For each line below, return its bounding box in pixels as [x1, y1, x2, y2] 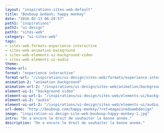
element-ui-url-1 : [5, 93, 42, 98]
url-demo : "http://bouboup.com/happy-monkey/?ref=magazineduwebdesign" [5, 107, 154, 112]
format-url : [5, 75, 29, 80]
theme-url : [5, 66, 27, 71]
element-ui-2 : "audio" [5, 98, 51, 103]
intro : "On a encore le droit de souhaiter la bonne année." [5, 115, 132, 121]
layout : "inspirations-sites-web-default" [5, 7, 93, 12]
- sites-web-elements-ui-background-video [5, 52, 93, 57]
